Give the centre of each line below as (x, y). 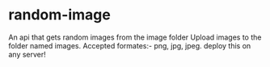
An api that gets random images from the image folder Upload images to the (135, 37)
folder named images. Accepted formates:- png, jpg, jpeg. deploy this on (130, 45)
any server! (27, 54)
